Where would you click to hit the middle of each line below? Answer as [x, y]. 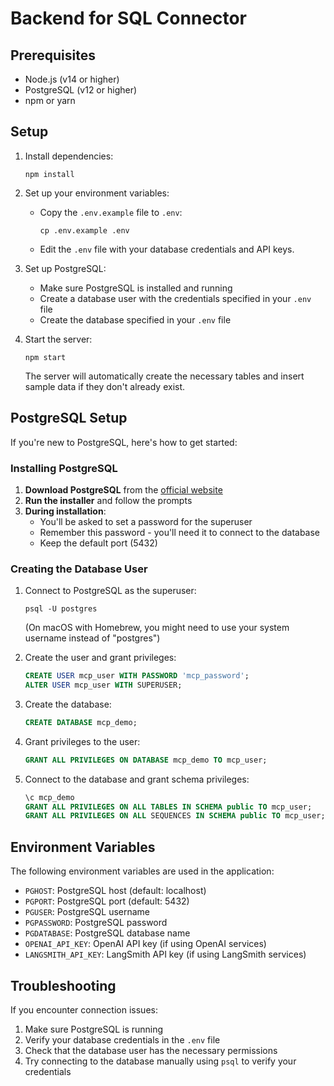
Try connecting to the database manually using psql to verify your [160, 1061]
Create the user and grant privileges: [100, 658]
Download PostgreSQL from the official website [123, 489]
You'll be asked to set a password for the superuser [146, 521]
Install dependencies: [69, 156]
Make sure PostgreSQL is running [94, 1029]
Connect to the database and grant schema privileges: [137, 779]
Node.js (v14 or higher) [72, 79]
